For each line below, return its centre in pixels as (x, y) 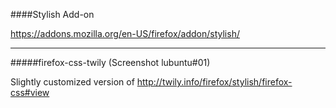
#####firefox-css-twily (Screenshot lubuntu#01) (110, 62)
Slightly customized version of (72, 82)
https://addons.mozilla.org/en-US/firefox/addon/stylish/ (125, 33)
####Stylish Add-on (52, 14)
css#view (30, 92)
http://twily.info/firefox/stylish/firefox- (214, 82)
